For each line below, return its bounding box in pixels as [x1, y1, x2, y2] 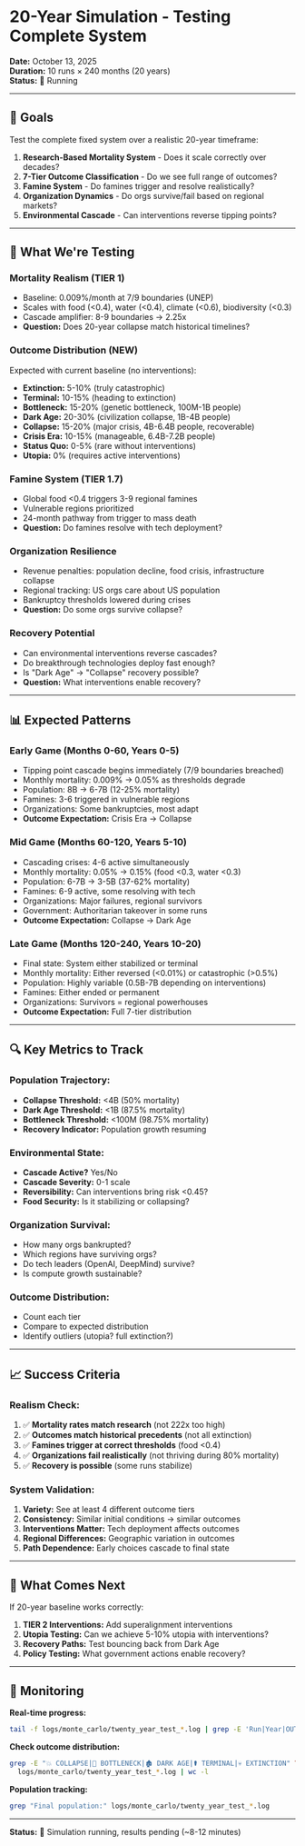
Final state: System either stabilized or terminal [22, 957, 198, 969]
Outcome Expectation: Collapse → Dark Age [22, 914, 192, 925]
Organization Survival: [9, 1218, 111, 1231]
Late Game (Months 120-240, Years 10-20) [9, 937, 202, 950]
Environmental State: [9, 1146, 104, 1159]
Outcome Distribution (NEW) [9, 344, 139, 356]
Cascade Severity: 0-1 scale [22, 1176, 131, 1187]
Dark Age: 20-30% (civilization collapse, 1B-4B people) [22, 411, 231, 422]
